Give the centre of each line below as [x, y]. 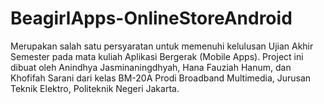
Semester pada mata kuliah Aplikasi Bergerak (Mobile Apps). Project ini [157, 56]
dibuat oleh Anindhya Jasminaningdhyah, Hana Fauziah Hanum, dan [151, 67]
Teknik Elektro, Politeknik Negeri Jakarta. [95, 88]
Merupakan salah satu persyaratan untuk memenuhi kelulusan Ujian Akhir [162, 46]
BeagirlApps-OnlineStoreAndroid [151, 18]
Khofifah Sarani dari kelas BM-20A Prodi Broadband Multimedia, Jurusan [161, 78]
